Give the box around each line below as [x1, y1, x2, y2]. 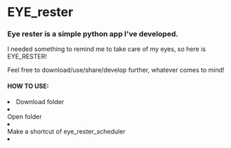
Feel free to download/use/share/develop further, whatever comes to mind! [7, 66, 225, 74]
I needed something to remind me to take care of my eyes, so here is [7, 45, 206, 53]
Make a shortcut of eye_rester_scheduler [7, 127, 126, 135]
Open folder [7, 112, 42, 121]
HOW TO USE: [7, 82, 49, 91]
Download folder [16, 97, 65, 105]
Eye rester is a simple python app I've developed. [7, 29, 179, 39]
